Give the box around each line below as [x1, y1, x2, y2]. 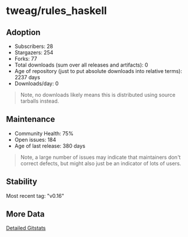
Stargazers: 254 [14, 49, 54, 56]
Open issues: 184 [14, 136, 57, 143]
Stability [6, 177, 37, 187]
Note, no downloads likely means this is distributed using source [20, 92, 176, 98]
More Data [6, 209, 45, 219]
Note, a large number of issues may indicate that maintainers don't [20, 154, 181, 161]
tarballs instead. [20, 97, 60, 104]
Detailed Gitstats [6, 225, 46, 232]
